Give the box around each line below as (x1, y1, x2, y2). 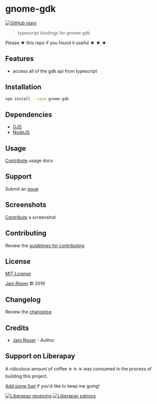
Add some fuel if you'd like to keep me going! (5, 383, 100, 389)
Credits (5, 324, 29, 332)
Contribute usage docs (5, 157, 53, 164)
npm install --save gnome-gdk (5, 96, 69, 101)
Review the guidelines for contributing (5, 243, 85, 249)
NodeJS (12, 129, 30, 136)
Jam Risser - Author (12, 337, 55, 343)
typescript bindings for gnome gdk (17, 30, 90, 36)
